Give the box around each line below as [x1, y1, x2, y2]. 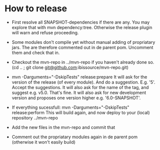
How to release [4, 3, 67, 14]
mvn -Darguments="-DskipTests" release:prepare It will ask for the [11, 74, 147, 80]
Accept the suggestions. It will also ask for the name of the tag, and [11, 84, 149, 90]
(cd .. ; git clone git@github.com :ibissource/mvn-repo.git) [11, 64, 129, 70]
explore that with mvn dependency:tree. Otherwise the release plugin [11, 24, 153, 30]
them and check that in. [11, 50, 60, 56]
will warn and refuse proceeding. [11, 30, 79, 35]
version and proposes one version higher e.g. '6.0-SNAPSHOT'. [11, 94, 141, 101]
